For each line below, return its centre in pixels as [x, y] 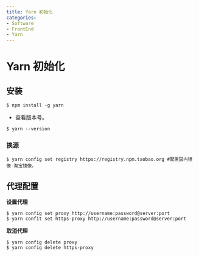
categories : [21, 18]
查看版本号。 [31, 118]
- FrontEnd [20, 29]
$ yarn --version [28, 129]
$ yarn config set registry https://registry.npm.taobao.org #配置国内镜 [100, 160]
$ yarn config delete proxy [42, 242]
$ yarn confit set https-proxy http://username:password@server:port [96, 219]
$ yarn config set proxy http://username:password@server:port [88, 214]
